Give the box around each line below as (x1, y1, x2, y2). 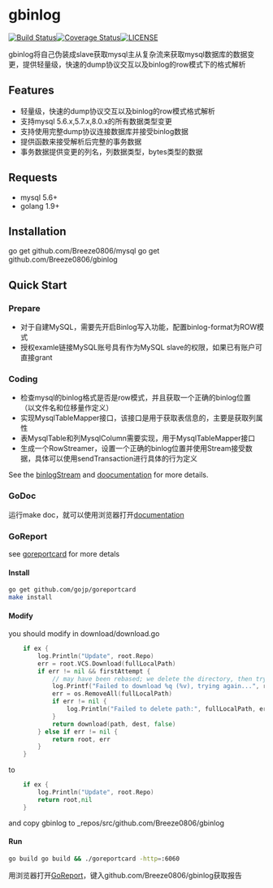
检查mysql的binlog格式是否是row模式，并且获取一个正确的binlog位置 (19, 392, 251, 403)
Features (8, 84, 54, 97)
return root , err (51, 735, 111, 743)
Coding (8, 373, 38, 384)
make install (8, 593, 53, 602)
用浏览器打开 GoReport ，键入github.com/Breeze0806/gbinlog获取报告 (8, 870, 242, 880)
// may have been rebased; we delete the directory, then (51, 674, 253, 683)
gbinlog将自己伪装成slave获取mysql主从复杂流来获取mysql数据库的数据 (8, 49, 248, 58)
